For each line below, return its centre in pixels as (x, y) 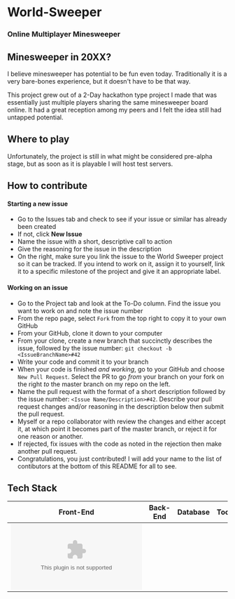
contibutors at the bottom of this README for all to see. (97, 466)
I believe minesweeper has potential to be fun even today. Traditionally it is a (117, 74)
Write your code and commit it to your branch (83, 362)
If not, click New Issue (50, 234)
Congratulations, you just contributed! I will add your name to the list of (120, 459)
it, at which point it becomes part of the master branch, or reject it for (117, 428)
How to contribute (48, 186)
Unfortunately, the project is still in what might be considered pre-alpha (110, 156)
